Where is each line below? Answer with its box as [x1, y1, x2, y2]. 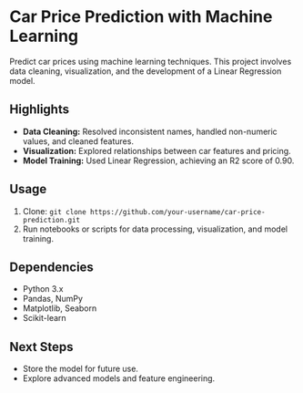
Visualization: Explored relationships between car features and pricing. [22, 145, 291, 156]
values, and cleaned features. [22, 135, 135, 147]
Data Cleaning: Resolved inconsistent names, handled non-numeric [22, 126, 278, 137]
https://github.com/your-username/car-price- [89, 207, 266, 216]
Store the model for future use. [22, 363, 139, 375]
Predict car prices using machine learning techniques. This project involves [9, 56, 292, 67]
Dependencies [9, 259, 94, 274]
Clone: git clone [22, 205, 86, 216]
